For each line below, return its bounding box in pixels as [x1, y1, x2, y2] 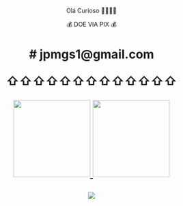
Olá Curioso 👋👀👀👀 [66, 7, 117, 14]
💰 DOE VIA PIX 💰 [66, 21, 117, 28]
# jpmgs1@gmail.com [29, 47, 154, 62]
